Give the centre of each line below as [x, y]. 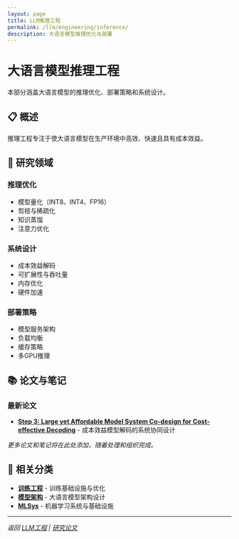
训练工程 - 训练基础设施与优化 [62, 488]
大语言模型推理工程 [64, 71]
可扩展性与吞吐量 [43, 274]
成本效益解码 [36, 265]
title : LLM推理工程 [34, 21]
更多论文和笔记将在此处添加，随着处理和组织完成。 [82, 444]
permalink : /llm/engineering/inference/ [68, 27]
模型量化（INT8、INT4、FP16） [64, 202]
